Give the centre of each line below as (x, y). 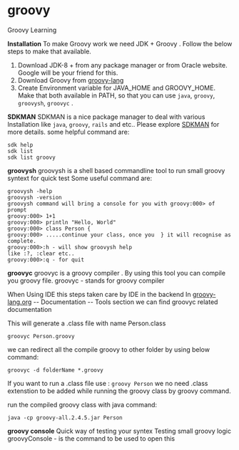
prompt (17, 210)
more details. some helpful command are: (68, 132)
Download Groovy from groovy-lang (71, 80)
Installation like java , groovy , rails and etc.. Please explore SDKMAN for (113, 124)
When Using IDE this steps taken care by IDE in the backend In (99, 294)
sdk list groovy (31, 157)
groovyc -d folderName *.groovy (55, 370)
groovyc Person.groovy (41, 336)
